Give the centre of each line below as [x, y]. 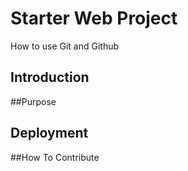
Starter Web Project [94, 18]
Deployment [49, 133]
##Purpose [33, 101]
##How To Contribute [55, 157]
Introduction [50, 77]
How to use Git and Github [65, 46]
